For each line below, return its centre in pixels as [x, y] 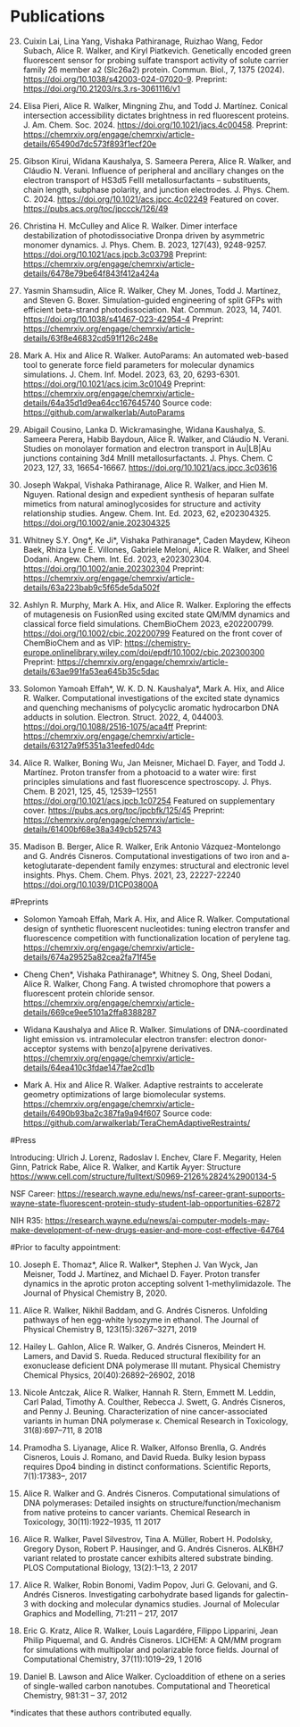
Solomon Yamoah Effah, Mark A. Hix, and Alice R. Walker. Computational [156, 919]
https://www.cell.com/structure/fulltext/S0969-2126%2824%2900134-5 [143, 1176]
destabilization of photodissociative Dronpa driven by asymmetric [144, 235]
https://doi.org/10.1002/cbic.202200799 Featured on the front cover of [153, 633]
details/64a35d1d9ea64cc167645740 [92, 403]
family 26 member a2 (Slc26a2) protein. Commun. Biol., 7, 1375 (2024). [154, 70]
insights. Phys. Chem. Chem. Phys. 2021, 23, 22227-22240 [132, 875]
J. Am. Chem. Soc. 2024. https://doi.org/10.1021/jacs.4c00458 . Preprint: [155, 125]
